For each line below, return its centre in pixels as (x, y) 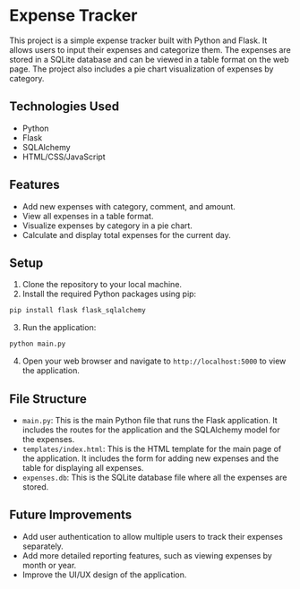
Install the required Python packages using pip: (109, 294)
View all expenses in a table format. (88, 216)
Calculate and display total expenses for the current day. (126, 235)
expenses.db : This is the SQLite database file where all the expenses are (154, 477)
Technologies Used (64, 107)
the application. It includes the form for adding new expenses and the (150, 458)
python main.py (38, 344)
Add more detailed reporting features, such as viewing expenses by (147, 555)
